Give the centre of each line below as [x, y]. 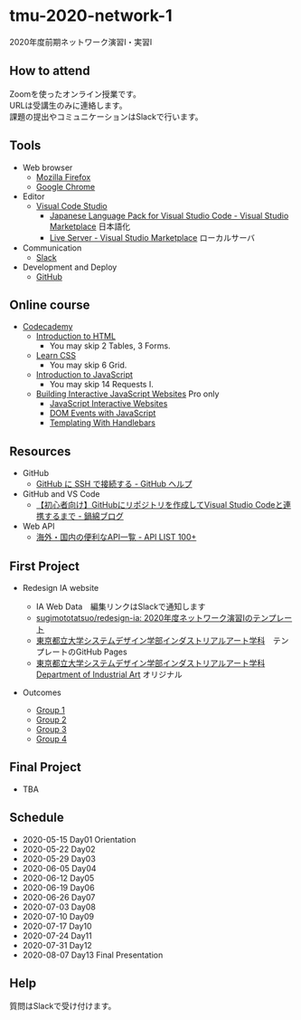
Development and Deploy [70, 267]
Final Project [45, 767]
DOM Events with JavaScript [103, 414]
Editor [33, 196]
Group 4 [52, 739]
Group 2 [51, 720]
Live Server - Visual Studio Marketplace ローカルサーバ [152, 237]
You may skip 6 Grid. [88, 365]
